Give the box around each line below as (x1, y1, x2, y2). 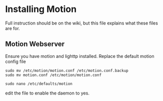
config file (5, 58, 26, 64)
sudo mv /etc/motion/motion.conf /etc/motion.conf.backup (5, 68, 128, 73)
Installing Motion (5, 3, 76, 15)
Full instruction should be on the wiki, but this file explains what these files (5, 20, 158, 26)
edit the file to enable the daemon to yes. (5, 90, 90, 96)
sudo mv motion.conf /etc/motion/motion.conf (5, 72, 101, 77)
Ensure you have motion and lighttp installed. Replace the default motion (5, 53, 154, 59)
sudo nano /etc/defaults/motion (5, 81, 72, 86)
